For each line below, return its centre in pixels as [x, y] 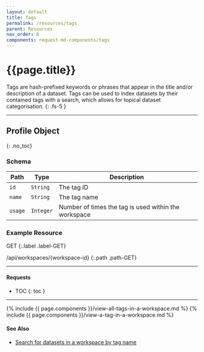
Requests [19, 277]
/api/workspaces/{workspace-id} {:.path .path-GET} [72, 258]
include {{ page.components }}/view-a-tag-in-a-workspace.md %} [90, 315]
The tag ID [73, 188]
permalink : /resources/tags [42, 23]
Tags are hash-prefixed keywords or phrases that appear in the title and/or [100, 87]
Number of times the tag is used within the [119, 207]
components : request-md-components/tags [58, 40]
